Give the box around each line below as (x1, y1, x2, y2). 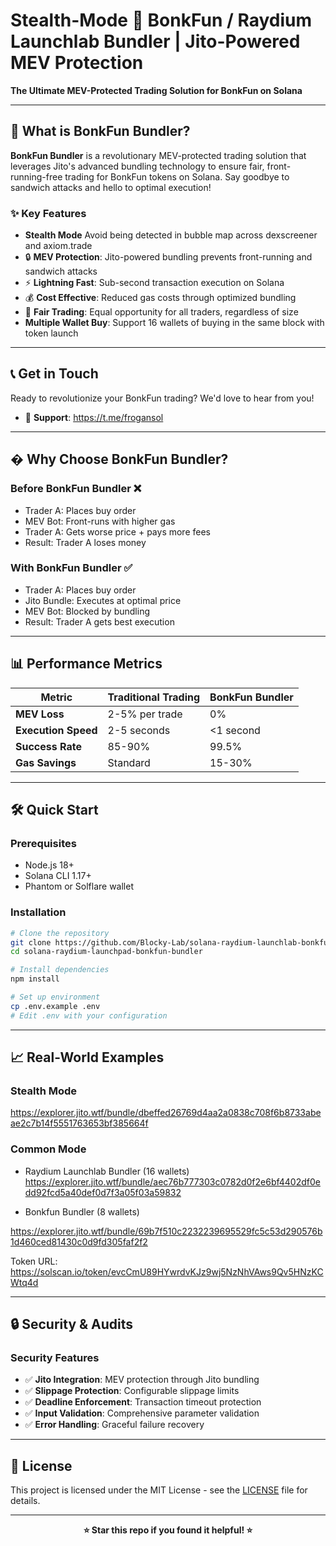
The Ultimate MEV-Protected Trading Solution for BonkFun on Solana (10, 84, 303, 96)
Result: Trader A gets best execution (24, 615, 175, 628)
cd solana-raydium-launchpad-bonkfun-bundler (10, 947, 203, 957)
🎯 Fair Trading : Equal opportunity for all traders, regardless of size (24, 306, 299, 318)
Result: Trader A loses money (24, 536, 147, 548)
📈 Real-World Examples (10, 1049, 165, 1066)
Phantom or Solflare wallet (24, 880, 134, 893)
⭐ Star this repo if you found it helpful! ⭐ (83, 1524, 253, 1536)
